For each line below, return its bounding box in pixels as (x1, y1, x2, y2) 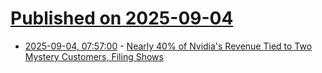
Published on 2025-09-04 (10, 7, 234, 30)
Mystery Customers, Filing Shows (24, 50, 164, 62)
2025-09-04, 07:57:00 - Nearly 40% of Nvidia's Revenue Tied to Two (24, 40, 313, 52)
